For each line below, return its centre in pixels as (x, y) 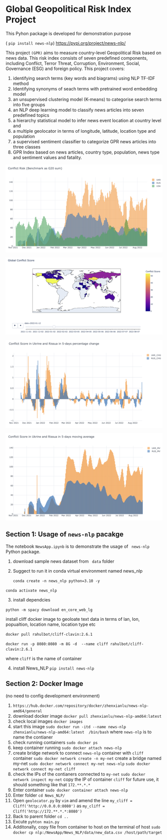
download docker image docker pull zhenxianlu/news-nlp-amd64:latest (87, 716)
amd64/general (27, 711)
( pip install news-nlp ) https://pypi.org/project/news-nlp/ (66, 43)
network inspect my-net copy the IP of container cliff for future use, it (86, 779)
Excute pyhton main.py (36, 822)
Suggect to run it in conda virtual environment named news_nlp (78, 571)
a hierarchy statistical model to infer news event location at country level (87, 120)
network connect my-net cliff (44, 769)
